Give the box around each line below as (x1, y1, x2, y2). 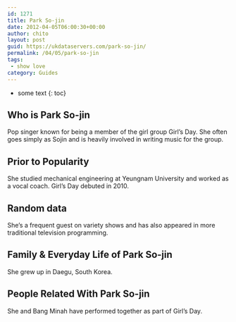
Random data (7, 202, 67, 214)
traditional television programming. (7, 228, 108, 237)
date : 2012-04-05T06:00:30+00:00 (7, 23, 106, 30)
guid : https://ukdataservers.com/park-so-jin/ (7, 43, 147, 50)
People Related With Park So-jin (7, 288, 150, 300)
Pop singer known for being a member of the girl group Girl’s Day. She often (7, 128, 228, 136)
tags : (7, 56, 23, 63)
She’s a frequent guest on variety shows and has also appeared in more (7, 221, 216, 229)
